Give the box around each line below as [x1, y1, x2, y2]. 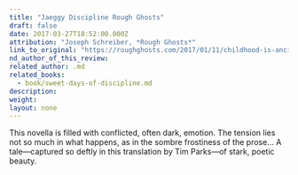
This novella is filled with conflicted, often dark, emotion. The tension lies [9, 127, 276, 138]
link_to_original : [9, 46, 77, 55]
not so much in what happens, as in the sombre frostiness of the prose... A [9, 137, 282, 148]
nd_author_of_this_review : [9, 54, 109, 63]
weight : [9, 95, 38, 104]
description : [9, 87, 58, 95]
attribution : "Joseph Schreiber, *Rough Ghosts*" [9, 37, 197, 47]
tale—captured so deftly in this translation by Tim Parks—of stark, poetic [9, 147, 275, 157]
